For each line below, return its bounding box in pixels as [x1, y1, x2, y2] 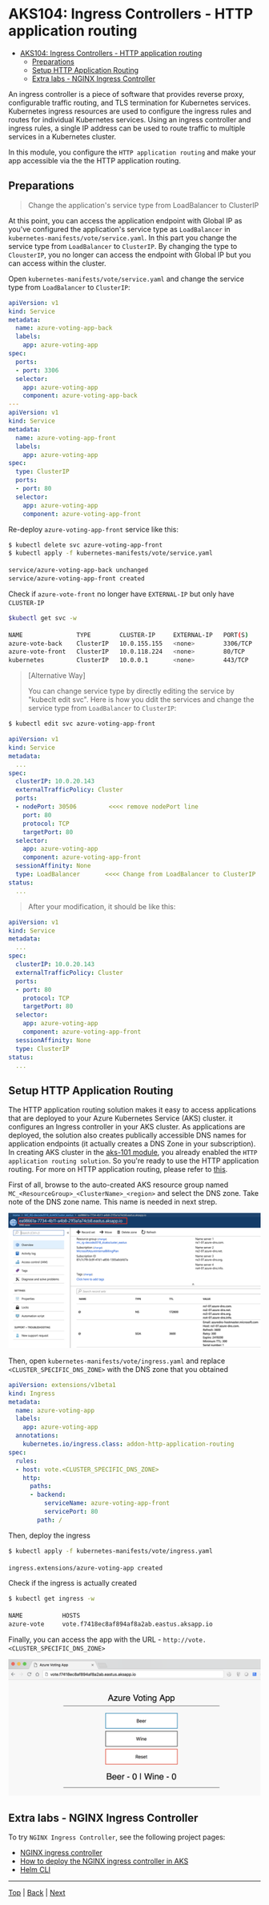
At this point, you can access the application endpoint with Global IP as [8, 215, 243, 225]
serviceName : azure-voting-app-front [43, 1499, 171, 1507]
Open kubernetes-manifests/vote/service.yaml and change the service [8, 274, 244, 283]
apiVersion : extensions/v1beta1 [8, 1381, 116, 1389]
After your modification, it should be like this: [27, 901, 176, 911]
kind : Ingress [8, 1390, 56, 1398]
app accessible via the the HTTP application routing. [8, 155, 182, 165]
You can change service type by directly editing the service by [27, 686, 235, 696]
